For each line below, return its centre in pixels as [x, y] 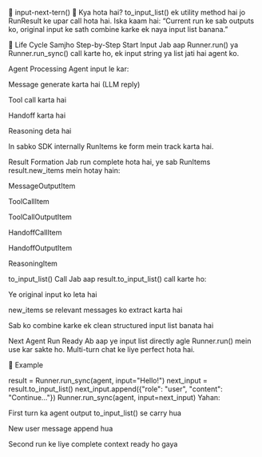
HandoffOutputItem [40, 248]
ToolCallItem [29, 201]
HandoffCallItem [35, 233]
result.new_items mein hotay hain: [64, 170]
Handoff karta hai [37, 115]
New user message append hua [61, 429]
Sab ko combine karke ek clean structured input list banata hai [111, 325]
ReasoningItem [33, 263]
